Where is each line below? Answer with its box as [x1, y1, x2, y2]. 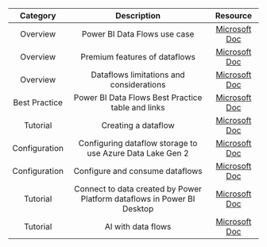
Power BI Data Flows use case [81, 29, 195, 39]
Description [114, 10, 161, 21]
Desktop [122, 203, 154, 214]
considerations [110, 79, 166, 90]
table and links [110, 102, 165, 113]
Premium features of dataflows [80, 52, 196, 62]
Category [19, 10, 56, 21]
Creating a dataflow [101, 120, 175, 130]
